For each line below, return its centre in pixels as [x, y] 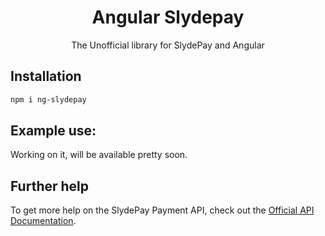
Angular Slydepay [168, 17]
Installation [46, 76]
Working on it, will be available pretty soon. [99, 155]
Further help [50, 186]
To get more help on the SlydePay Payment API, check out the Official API [162, 210]
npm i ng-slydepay [48, 99]
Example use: [53, 131]
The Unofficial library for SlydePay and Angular [168, 45]
